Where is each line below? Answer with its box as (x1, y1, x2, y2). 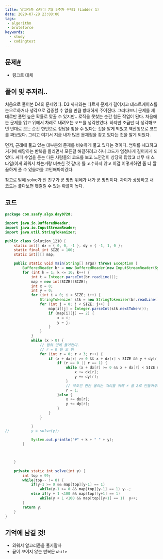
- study (9, 35, 25, 39)
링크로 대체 (12, 72, 33, 78)
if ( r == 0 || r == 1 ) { (57, 361, 108, 366)
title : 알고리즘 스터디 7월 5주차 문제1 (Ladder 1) (5, 7, 99, 12)
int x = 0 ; (31, 284, 53, 289)
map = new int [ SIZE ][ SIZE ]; (31, 279, 88, 284)
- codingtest (9, 39, 36, 44)
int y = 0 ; (31, 288, 53, 293)
